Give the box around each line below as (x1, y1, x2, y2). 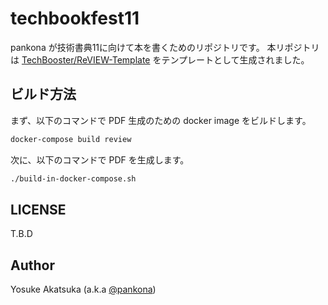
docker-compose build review (10, 134, 132, 144)
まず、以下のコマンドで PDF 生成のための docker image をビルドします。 (10, 114, 312, 126)
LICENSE (10, 201, 67, 218)
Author (10, 257, 55, 274)
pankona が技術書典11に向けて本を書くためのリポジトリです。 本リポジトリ (10, 41, 320, 53)
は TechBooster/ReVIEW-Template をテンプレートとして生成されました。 (10, 53, 310, 66)
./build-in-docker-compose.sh (10, 173, 137, 184)
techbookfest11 (10, 7, 140, 30)
